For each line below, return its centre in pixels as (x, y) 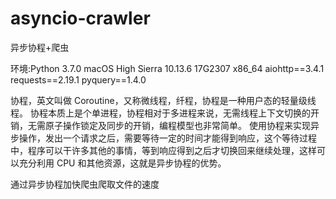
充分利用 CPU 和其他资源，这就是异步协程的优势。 (122, 163)
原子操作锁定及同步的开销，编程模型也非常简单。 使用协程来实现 (177, 125)
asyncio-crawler (80, 18)
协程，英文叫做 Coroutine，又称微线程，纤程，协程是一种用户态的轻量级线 (163, 100)
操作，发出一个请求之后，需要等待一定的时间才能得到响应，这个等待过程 (167, 138)
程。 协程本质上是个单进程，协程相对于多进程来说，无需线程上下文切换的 (160, 113)
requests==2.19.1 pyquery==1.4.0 (78, 79)
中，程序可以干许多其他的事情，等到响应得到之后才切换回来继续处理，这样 (163, 150)
